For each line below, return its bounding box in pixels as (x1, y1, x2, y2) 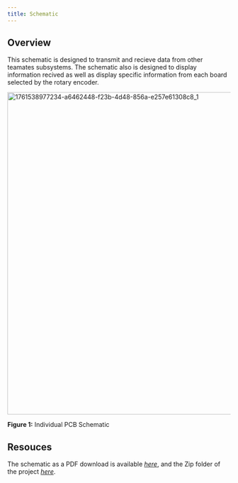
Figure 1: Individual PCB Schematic (7, 420, 110, 429)
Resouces (7, 441, 52, 453)
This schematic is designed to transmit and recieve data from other (7, 55, 203, 64)
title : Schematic (7, 10, 59, 18)
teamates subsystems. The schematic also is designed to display (7, 63, 197, 72)
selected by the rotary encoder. (7, 78, 99, 87)
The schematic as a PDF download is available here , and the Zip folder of (7, 460, 221, 469)
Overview (7, 37, 52, 49)
